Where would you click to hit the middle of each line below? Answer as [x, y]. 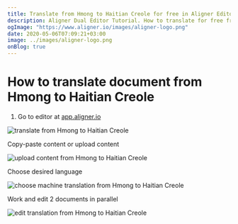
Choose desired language [45, 172]
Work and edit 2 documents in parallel [63, 198]
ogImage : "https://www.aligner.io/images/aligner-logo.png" [98, 27]
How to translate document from [105, 82]
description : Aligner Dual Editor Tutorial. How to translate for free [115, 21]
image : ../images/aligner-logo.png [60, 40]
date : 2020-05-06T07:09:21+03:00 [57, 34]
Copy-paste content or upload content [63, 144]
